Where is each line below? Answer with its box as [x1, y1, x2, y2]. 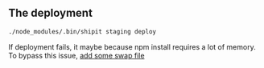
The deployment [8, 6, 93, 20]
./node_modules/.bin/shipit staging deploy [8, 27, 157, 35]
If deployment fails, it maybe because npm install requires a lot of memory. [8, 42, 256, 51]
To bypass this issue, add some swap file [8, 50, 145, 60]
